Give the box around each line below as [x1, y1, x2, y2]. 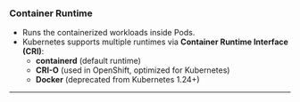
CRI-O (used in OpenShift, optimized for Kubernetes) [35, 65, 230, 75]
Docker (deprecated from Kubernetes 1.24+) [35, 75, 200, 85]
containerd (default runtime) [35, 56, 141, 67]
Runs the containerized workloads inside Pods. [21, 27, 196, 38]
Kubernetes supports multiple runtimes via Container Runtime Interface [21, 36, 288, 47]
